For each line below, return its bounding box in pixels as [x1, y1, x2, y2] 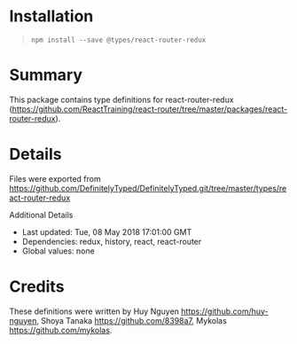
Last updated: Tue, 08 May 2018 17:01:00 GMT [21, 226, 192, 237]
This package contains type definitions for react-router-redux [9, 94, 234, 105]
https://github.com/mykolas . [9, 324, 113, 335]
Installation [9, 6, 94, 27]
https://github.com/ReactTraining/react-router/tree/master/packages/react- [12, 104, 288, 114]
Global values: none [21, 246, 95, 256]
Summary [9, 65, 82, 85]
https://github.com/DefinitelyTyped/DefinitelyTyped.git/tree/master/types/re [9, 183, 287, 193]
